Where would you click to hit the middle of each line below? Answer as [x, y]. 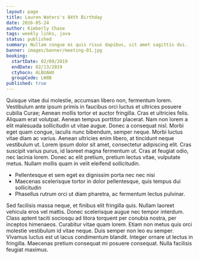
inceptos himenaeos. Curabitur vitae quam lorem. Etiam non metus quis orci [99, 224]
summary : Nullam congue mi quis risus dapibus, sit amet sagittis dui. [97, 45]
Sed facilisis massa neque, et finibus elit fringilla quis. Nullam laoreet [90, 205]
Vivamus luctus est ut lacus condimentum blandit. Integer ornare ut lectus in [100, 237]
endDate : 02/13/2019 [37, 67]
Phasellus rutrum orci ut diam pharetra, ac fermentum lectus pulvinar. [100, 194]
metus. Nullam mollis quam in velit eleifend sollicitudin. [73, 163]
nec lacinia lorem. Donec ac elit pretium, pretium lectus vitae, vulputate [93, 157]
